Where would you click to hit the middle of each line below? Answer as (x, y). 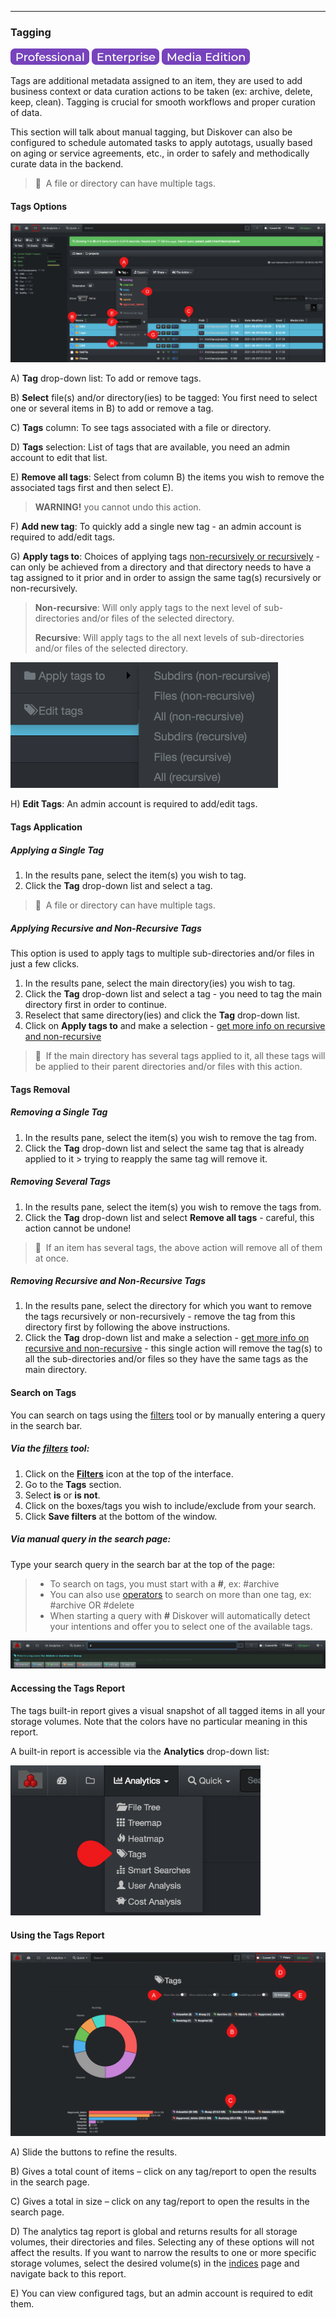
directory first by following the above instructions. (127, 1327)
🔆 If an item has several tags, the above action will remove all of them (178, 1247)
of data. (26, 113)
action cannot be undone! (78, 1228)
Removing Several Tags (61, 1182)
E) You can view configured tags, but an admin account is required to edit (161, 2293)
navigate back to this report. (68, 2273)
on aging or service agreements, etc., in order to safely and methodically (160, 153)
